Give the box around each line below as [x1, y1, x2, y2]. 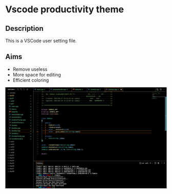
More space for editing [12, 71, 61, 77]
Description [5, 24, 44, 33]
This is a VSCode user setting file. [5, 37, 77, 44]
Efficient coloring [12, 77, 49, 83]
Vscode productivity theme [5, 4, 124, 15]
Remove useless [12, 66, 48, 72]
